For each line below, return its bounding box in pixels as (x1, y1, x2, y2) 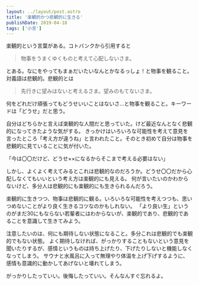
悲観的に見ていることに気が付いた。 (6, 142, 95, 150)
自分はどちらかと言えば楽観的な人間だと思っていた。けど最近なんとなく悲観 (6, 120, 192, 128)
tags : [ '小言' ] (6, 25, 42, 31)
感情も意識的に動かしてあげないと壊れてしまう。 (6, 259, 125, 267)
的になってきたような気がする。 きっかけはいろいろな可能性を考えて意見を (6, 128, 188, 135)
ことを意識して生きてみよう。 (11, 217, 84, 224)
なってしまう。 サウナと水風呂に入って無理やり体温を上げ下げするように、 (6, 252, 188, 259)
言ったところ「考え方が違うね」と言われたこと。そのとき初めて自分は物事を (6, 135, 193, 142)
